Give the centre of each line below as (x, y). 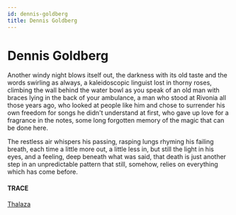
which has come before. (43, 172)
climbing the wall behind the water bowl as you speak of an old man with (113, 90)
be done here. (28, 128)
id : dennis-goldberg (38, 14)
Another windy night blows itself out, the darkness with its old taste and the (118, 75)
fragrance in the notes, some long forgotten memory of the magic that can (116, 121)
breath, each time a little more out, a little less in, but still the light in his (111, 149)
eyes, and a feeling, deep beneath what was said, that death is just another (117, 157)
